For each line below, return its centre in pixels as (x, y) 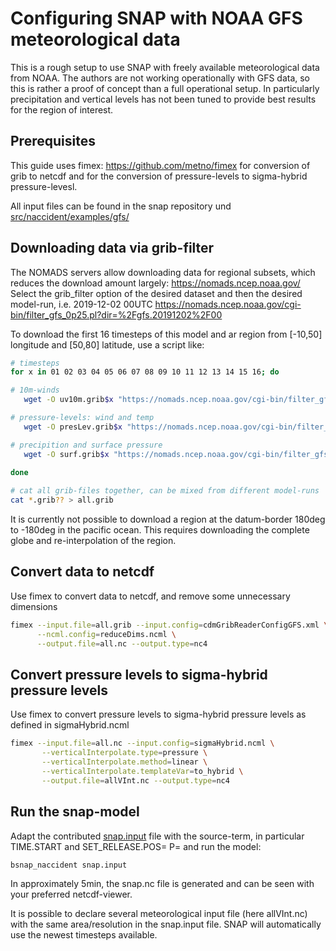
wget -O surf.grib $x (66, 454)
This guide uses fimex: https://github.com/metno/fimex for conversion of (160, 165)
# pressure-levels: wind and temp (82, 418)
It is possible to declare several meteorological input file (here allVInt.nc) (159, 914)
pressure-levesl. (44, 186)
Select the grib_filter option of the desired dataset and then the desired (156, 293)
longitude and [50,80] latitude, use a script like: (107, 344)
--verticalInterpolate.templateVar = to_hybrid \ (142, 771)
